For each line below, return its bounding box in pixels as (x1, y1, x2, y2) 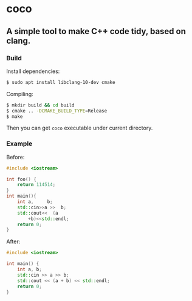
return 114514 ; (17, 182, 56, 188)
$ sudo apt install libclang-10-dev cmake (6, 79, 115, 85)
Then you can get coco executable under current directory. (6, 124, 153, 132)
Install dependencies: (6, 67, 60, 75)
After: (6, 238, 21, 245)
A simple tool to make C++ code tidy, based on (6, 26, 187, 36)
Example (6, 139, 33, 148)
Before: (6, 153, 25, 161)
